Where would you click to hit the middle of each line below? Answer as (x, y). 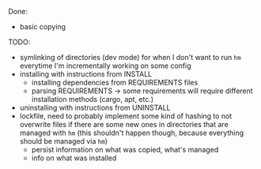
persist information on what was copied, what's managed (125, 150)
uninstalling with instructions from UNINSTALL (95, 107)
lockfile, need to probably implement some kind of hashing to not (126, 116)
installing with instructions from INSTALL (86, 74)
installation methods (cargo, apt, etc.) (93, 99)
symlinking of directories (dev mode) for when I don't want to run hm (130, 57)
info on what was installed (74, 158)
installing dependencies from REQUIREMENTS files (115, 83)
